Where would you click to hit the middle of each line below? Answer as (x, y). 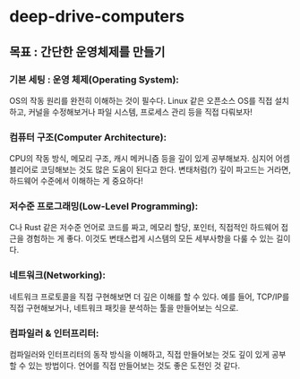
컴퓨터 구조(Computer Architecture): (88, 137)
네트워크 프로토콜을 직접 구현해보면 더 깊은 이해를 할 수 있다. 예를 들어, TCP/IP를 (150, 297)
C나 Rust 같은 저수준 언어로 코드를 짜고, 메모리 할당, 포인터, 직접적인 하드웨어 (144, 228)
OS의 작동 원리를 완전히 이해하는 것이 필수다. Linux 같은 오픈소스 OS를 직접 (141, 100)
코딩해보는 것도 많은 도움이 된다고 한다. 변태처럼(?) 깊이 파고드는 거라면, (165, 170)
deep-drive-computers (97, 17)
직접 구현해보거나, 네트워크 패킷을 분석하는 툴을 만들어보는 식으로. (124, 307)
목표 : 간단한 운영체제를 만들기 (87, 52)
